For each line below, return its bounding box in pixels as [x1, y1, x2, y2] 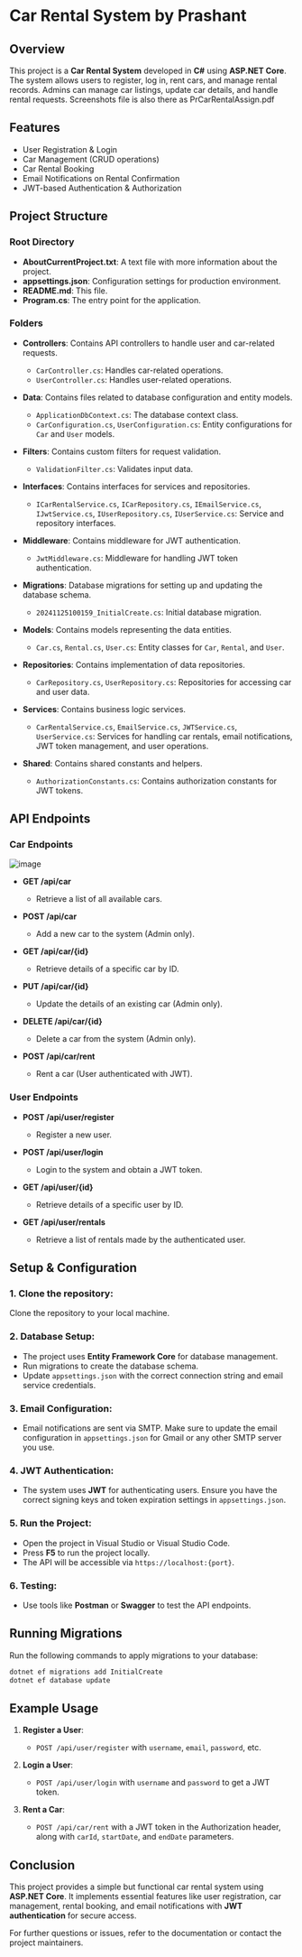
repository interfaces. [35, 517, 116, 528]
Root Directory [9, 236, 75, 248]
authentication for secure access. [9, 1910, 137, 1921]
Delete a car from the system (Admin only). [35, 1034, 197, 1044]
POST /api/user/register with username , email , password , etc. [35, 1742, 261, 1753]
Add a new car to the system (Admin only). [35, 929, 196, 940]
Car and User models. [35, 428, 115, 439]
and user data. [35, 686, 90, 697]
